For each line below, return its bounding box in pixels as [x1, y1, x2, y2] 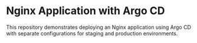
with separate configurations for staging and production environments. [6, 29, 178, 37]
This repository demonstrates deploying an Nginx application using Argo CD [6, 24, 192, 31]
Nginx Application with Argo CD [6, 4, 165, 18]
